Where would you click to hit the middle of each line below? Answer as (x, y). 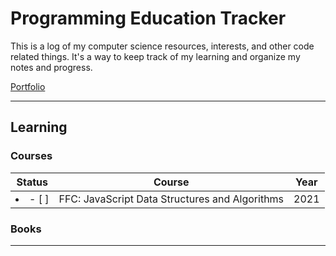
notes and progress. (51, 67)
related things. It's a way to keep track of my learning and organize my (155, 56)
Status (32, 182)
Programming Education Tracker (148, 18)
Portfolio (28, 86)
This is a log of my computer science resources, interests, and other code (162, 46)
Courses (31, 156)
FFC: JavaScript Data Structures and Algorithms (171, 199)
